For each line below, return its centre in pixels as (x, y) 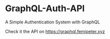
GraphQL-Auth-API (45, 9)
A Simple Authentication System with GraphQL (53, 22)
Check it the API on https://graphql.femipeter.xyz (55, 31)
